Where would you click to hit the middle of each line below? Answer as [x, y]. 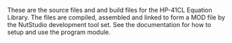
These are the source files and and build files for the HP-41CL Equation [110, 10]
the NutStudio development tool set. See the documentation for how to [109, 25]
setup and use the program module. [59, 32]
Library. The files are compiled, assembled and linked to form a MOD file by [116, 17]
